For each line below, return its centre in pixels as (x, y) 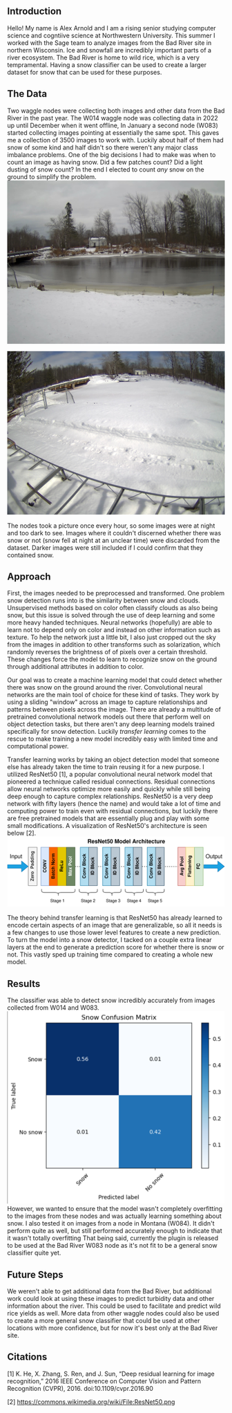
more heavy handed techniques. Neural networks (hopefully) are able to (110, 622)
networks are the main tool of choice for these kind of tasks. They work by (113, 695)
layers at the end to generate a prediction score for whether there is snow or (116, 948)
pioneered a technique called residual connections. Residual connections (111, 782)
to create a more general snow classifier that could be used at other (104, 1320)
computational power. (38, 746)
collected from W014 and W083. (53, 1008)
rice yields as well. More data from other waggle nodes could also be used (113, 1313)
